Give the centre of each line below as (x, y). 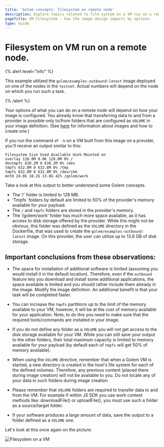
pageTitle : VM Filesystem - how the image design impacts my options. (78, 19)
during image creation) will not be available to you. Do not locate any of (84, 375)
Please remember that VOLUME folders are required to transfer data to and (85, 390)
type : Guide (17, 23)
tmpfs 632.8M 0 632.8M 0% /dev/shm (41, 172)
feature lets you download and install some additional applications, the (83, 279)
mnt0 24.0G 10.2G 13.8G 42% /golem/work (47, 176)
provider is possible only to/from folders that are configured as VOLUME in (78, 121)
